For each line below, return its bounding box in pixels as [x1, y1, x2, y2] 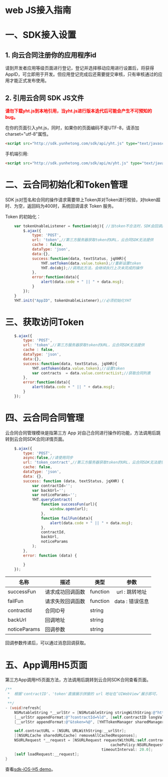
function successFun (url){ [40, 502, 97, 507]
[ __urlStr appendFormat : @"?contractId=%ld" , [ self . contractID [14, 714, 146, 720]
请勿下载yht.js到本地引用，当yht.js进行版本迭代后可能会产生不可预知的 [5, 108, 152, 114]
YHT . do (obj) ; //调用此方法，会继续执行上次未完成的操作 [40, 265, 143, 270]
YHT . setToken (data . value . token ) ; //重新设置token [40, 261, 141, 266]
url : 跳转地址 [116, 589, 147, 596]
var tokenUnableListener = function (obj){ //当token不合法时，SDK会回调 [14, 223, 162, 228]
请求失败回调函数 [44, 598, 85, 605]
